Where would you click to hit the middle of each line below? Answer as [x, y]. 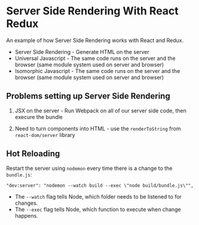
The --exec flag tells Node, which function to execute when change [98, 209]
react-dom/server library [45, 135]
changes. [26, 203]
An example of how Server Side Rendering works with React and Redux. [95, 40]
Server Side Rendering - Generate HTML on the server [82, 51]
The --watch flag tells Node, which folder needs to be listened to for [98, 196]
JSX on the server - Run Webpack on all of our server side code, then [100, 110]
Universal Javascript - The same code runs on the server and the [95, 58]
